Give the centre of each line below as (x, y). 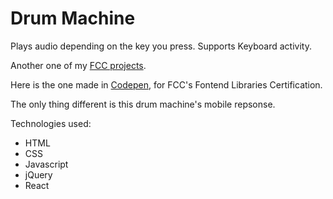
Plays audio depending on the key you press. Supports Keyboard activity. (161, 46)
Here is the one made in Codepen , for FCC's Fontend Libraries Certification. (166, 84)
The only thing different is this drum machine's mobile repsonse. (143, 104)
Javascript (46, 164)
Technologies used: (51, 123)
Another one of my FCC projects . (78, 65)
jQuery (38, 174)
